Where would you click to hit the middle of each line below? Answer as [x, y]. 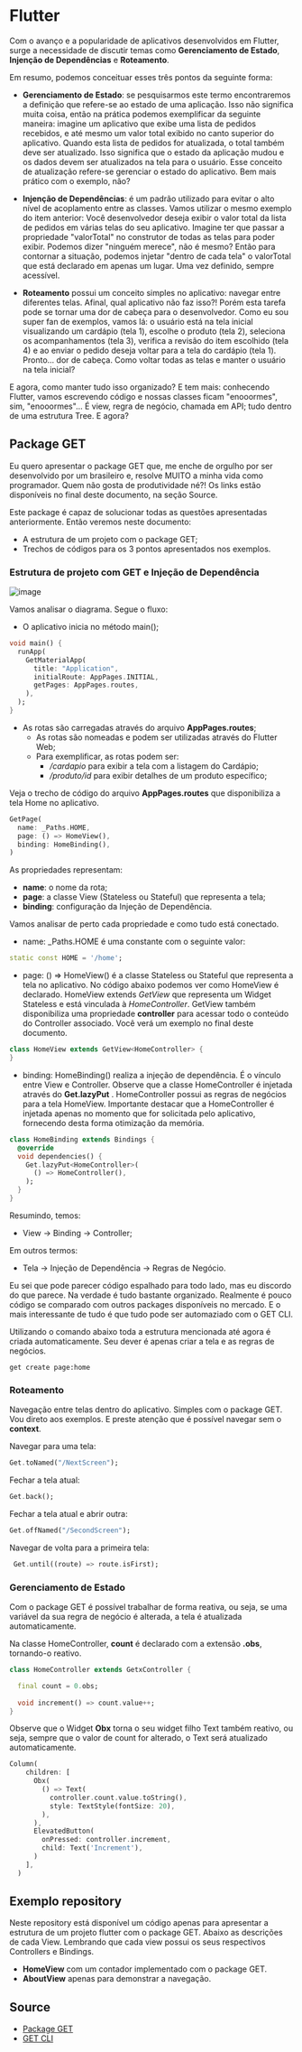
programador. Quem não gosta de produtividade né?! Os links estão [135, 485]
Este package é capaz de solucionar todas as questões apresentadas [138, 512]
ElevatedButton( [64, 1831]
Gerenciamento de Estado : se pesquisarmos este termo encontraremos [156, 95]
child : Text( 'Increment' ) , [92, 1848]
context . [26, 1429]
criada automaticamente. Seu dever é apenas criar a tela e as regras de [142, 1341]
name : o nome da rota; [65, 887]
